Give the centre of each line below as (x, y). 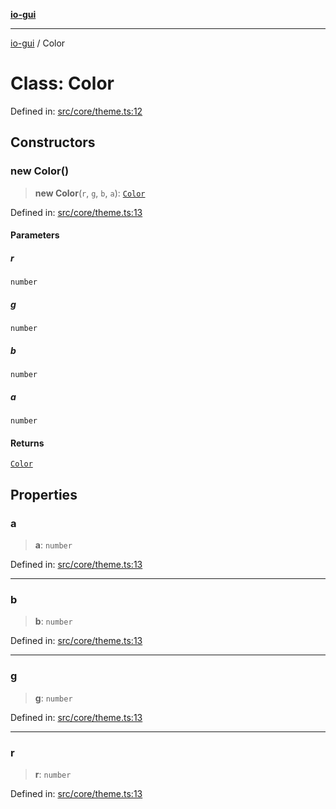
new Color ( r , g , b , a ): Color (90, 193)
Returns (27, 443)
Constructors (53, 142)
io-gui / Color (38, 43)
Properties (44, 494)
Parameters (35, 235)
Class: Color (62, 83)
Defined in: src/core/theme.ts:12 (76, 111)
